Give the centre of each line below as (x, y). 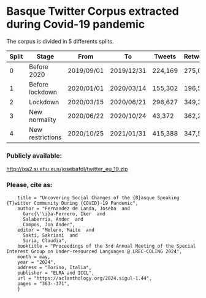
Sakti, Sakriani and (50, 235)
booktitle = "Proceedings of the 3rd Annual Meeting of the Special (107, 246)
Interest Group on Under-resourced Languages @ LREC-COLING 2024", (94, 251)
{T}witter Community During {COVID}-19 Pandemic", (72, 203)
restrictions (45, 137)
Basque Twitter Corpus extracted (93, 11)
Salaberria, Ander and (53, 219)
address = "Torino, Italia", (55, 267)
